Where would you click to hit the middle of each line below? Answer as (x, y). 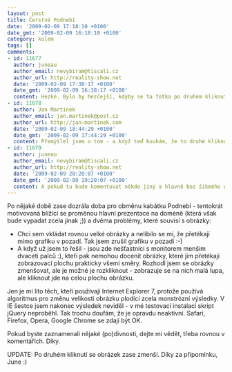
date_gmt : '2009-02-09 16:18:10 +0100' (65, 33)
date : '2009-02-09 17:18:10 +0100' (58, 26)
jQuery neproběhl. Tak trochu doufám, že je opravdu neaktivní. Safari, (106, 313)
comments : (21, 52)
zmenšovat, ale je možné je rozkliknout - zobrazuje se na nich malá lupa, (120, 271)
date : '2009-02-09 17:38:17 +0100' (65, 84)
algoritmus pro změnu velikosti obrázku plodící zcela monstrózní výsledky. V (116, 299)
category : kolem (30, 39)
